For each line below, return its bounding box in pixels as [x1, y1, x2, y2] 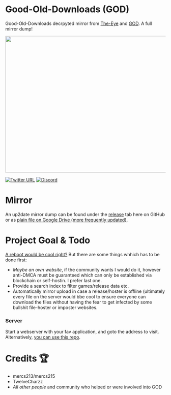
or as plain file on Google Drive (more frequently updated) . [5, 217, 128, 223]
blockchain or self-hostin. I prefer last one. [12, 277, 102, 283]
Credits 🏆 [5, 353, 49, 364]
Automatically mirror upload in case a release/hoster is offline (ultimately [12, 288, 165, 294]
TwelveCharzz [12, 379, 43, 385]
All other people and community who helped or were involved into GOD [12, 384, 162, 390]
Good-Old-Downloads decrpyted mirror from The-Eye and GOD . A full [5, 20, 152, 26]
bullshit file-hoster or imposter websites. [12, 304, 98, 311]
